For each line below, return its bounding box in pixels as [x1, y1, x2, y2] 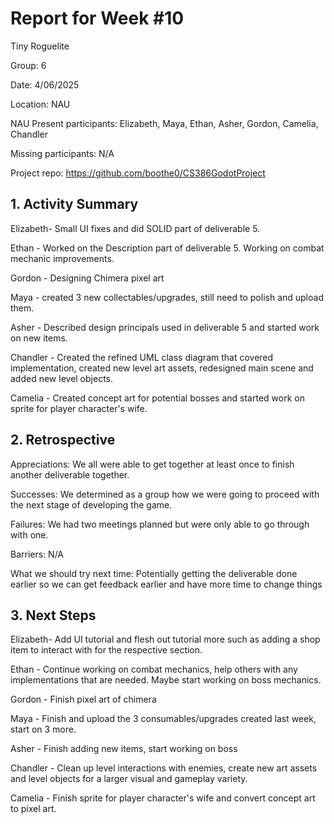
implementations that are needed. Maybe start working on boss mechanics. [10, 674, 322, 686]
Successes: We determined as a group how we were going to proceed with [10, 488, 320, 500]
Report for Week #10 [10, 7, 185, 30]
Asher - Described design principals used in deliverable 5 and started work [10, 321, 320, 333]
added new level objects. [10, 372, 114, 384]
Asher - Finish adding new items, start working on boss [10, 743, 238, 755]
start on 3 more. [10, 723, 77, 736]
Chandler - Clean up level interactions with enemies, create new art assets [10, 762, 318, 774]
